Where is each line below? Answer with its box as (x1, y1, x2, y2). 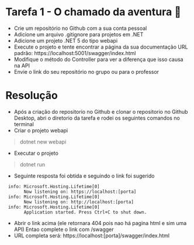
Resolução (5, 89, 58, 102)
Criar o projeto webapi (13, 127, 68, 134)
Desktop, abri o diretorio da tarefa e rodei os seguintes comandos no (13, 114, 181, 121)
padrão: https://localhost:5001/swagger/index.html (13, 49, 136, 56)
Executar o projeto (13, 149, 59, 156)
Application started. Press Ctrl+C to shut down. (23, 209, 147, 215)
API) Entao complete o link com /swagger (13, 226, 115, 233)
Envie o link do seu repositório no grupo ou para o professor (13, 68, 159, 75)
